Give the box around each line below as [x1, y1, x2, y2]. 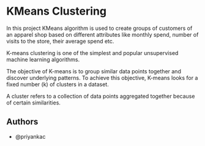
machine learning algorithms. [6, 56, 80, 63]
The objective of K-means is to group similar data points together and [6, 67, 182, 75]
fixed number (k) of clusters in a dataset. [6, 81, 109, 88]
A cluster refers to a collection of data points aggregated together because [6, 92, 195, 100]
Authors [6, 117, 39, 127]
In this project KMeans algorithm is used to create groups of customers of [6, 24, 193, 32]
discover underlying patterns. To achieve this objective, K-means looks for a [6, 74, 198, 81]
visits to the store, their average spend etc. [6, 37, 114, 45]
